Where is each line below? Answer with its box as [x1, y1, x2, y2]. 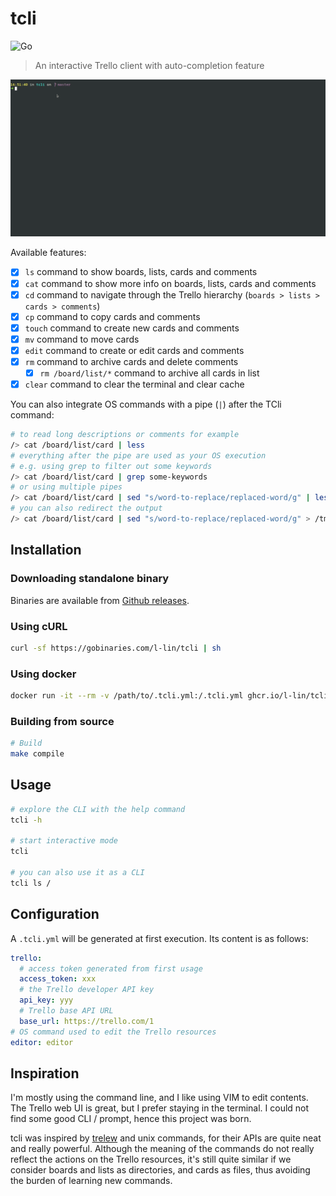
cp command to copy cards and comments [24, 310, 201, 322]
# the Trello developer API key [19, 985, 155, 995]
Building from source [10, 714, 115, 728]
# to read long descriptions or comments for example [10, 430, 240, 440]
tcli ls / [10, 878, 52, 888]
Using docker [10, 667, 77, 681]
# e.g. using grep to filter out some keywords [10, 461, 213, 471]
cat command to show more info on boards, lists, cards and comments [24, 277, 317, 289]
